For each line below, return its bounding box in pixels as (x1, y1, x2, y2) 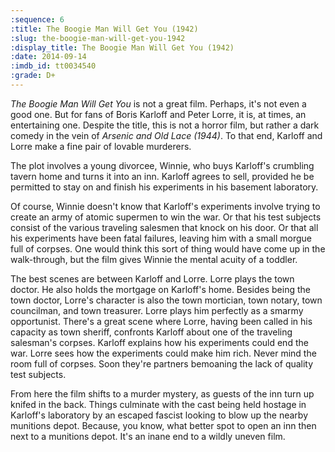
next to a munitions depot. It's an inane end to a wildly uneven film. (10, 430, 286, 442)
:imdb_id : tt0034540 (10, 61, 97, 71)
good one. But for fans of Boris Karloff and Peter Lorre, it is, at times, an (10, 108, 307, 120)
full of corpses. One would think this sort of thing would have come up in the (10, 242, 326, 255)
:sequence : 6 (10, 14, 65, 25)
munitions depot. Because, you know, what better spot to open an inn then (10, 419, 317, 431)
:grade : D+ (10, 71, 56, 81)
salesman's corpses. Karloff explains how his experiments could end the (10, 336, 309, 348)
